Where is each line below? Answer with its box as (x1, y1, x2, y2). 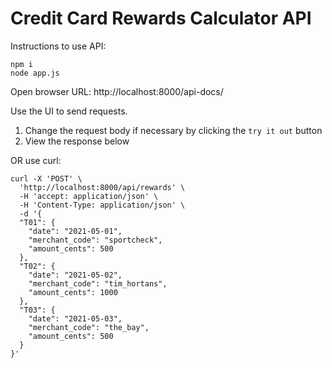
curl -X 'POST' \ (10, 173, 83, 184)
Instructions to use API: (10, 40, 107, 52)
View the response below (24, 135, 130, 147)
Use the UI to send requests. (10, 105, 128, 117)
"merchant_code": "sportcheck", (28, 235, 163, 245)
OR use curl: (10, 154, 62, 166)
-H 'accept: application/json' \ (19, 191, 159, 201)
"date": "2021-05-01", (28, 226, 123, 236)
